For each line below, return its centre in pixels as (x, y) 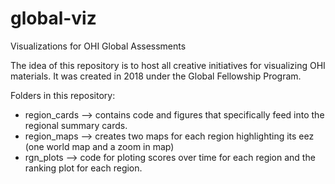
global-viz (53, 18)
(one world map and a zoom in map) (99, 146)
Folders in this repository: (63, 95)
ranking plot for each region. (83, 168)
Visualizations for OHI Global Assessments (98, 46)
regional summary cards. (76, 125)
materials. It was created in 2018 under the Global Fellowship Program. (156, 76)
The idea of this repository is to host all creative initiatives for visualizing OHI (168, 65)
